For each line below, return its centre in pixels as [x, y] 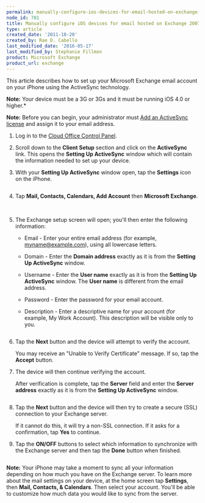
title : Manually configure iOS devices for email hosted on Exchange [97, 23]
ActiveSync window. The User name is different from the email [104, 281]
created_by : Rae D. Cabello [42, 40]
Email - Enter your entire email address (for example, [90, 238]
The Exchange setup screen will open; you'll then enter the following [101, 219]
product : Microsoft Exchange [43, 57]
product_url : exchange [35, 63]
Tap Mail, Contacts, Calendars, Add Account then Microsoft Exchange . [106, 196]
